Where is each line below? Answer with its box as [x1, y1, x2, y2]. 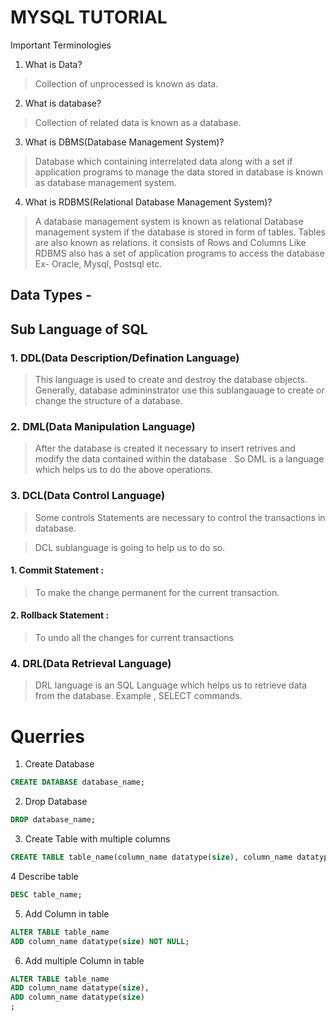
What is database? [24, 97, 102, 109]
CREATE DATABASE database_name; [10, 777, 145, 788]
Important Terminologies [10, 39, 112, 51]
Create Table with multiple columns [24, 833, 171, 845]
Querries [10, 725, 85, 748]
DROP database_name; [10, 815, 97, 825]
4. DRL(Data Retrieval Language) [10, 656, 172, 670]
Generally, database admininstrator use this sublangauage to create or [34, 384, 325, 396]
